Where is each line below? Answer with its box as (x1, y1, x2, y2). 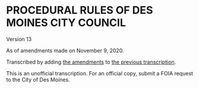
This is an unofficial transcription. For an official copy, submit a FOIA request (6, 70, 194, 77)
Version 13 (6, 35, 32, 42)
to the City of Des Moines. (6, 76, 70, 83)
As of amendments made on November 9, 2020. (6, 47, 124, 54)
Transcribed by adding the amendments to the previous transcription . (6, 58, 176, 65)
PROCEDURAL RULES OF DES (6, 4, 153, 17)
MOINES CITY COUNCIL (6, 16, 126, 29)
